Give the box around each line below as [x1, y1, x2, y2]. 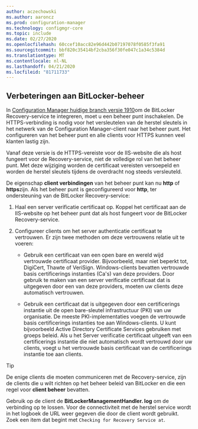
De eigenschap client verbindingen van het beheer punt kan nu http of [6, 179, 180, 186]
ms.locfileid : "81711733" [6, 69, 70, 75]
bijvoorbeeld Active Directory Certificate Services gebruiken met [23, 326, 181, 333]
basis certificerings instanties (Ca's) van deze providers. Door [23, 270, 175, 277]
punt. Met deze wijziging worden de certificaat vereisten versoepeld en [6, 162, 180, 169]
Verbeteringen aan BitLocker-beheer [6, 91, 145, 101]
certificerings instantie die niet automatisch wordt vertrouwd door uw [23, 338, 193, 345]
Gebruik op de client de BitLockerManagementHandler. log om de [6, 398, 170, 405]
